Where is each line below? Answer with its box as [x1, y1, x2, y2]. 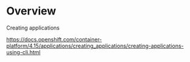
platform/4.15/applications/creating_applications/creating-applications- [6, 42, 184, 49]
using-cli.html [6, 48, 41, 55]
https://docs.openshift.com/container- [6, 36, 102, 43]
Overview [6, 4, 56, 18]
